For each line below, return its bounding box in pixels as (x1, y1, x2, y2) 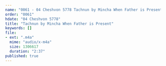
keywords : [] (5, 26, 32, 31)
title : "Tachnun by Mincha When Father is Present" (5, 21, 114, 26)
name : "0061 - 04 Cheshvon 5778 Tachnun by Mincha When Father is (5, 7, 145, 12)
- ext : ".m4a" (5, 35, 35, 40)
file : (5, 30, 16, 35)
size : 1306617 (9, 44, 39, 49)
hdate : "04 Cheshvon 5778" (5, 16, 61, 21)
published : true (5, 53, 39, 59)
